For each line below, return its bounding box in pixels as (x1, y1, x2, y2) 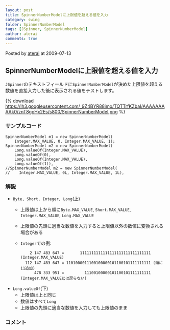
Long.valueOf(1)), (14, 161, 54, 166)
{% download (5, 98, 34, 104)
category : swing (5, 17, 40, 22)
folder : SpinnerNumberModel (5, 22, 65, 27)
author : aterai (5, 31, 38, 36)
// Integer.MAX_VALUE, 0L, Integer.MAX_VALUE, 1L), (5, 170, 125, 175)
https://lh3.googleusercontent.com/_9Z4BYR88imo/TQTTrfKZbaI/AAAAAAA (5, 103, 165, 109)
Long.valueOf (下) (12, 285, 48, 292)
